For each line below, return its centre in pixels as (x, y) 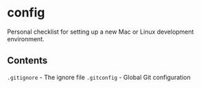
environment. (26, 38)
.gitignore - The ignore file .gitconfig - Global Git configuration (99, 77)
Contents (27, 61)
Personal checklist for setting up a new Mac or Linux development (100, 32)
